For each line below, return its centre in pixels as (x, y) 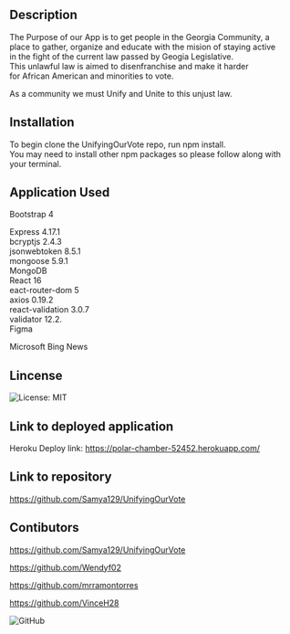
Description (43, 15)
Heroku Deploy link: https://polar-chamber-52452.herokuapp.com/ (135, 449)
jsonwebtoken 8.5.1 (45, 251)
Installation (42, 122)
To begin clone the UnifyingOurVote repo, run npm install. (118, 144)
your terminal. (36, 164)
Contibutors (44, 528)
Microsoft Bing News (49, 347)
